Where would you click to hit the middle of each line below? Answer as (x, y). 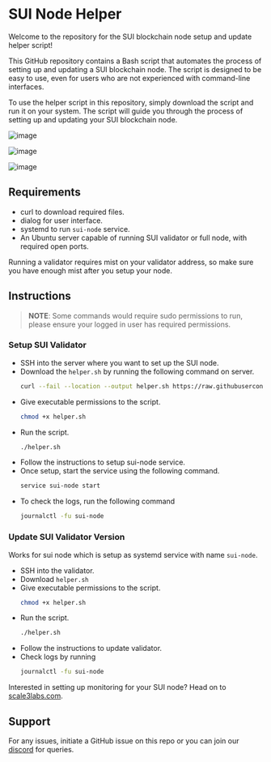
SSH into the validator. (57, 570)
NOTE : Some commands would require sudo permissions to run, (135, 315)
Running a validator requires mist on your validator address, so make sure (131, 262)
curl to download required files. (72, 212)
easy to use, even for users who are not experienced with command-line (129, 78)
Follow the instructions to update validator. (91, 649)
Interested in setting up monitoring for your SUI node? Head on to (117, 687)
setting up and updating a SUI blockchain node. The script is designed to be (135, 69)
